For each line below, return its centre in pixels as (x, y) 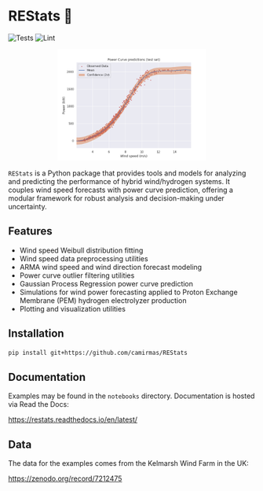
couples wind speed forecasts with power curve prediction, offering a (121, 190)
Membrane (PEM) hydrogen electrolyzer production (103, 300)
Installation (36, 333)
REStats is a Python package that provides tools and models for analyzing (127, 173)
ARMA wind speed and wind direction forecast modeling (111, 267)
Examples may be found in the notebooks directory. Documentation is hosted (131, 396)
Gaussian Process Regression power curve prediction (106, 283)
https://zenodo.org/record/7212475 (65, 478)
